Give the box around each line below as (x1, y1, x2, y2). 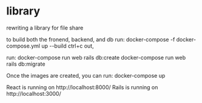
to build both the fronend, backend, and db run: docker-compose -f (6, 36, 175, 43)
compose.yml (6, 42, 41, 49)
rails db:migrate (6, 60, 45, 67)
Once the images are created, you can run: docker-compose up (6, 72, 166, 79)
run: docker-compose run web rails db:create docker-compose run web (6, 54, 186, 61)
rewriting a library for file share (6, 24, 84, 31)
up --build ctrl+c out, (41, 42, 94, 49)
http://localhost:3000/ (6, 90, 62, 97)
